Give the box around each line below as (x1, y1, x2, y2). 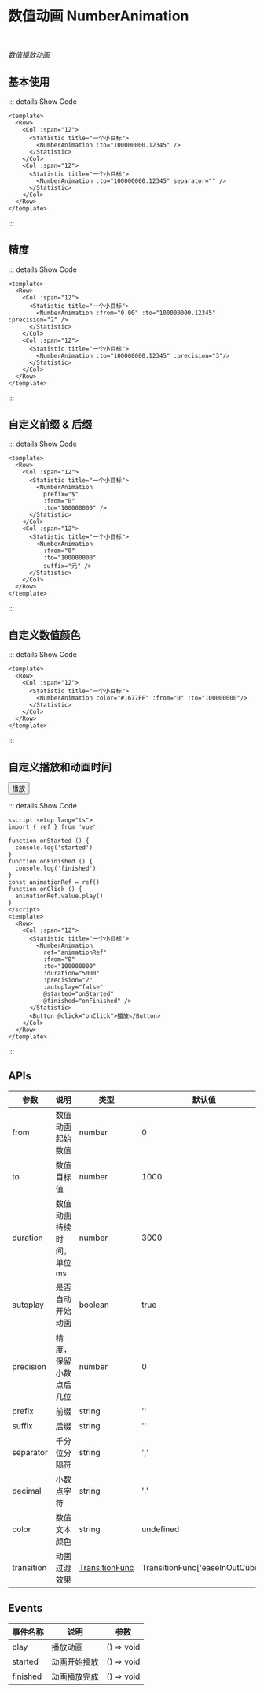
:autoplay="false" (42, 983, 104, 991)
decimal (12, 1485, 42, 1496)
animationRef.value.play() (15, 892, 104, 900)
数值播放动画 (8, 50, 49, 59)
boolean (79, 1299, 110, 1310)
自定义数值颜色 (8, 628, 81, 642)
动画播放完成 (51, 1671, 100, 1682)
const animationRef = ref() (8, 878, 101, 886)
